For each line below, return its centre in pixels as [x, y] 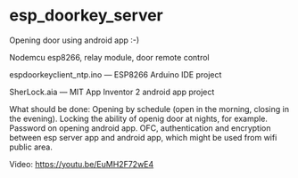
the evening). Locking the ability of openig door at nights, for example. [138, 118]
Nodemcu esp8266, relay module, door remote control [109, 57]
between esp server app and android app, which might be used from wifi [143, 137]
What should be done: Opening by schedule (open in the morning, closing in [149, 109]
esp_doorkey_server [86, 16]
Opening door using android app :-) [74, 40]
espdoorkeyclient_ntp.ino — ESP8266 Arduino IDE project [116, 74]
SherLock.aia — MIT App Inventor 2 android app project [112, 92]
